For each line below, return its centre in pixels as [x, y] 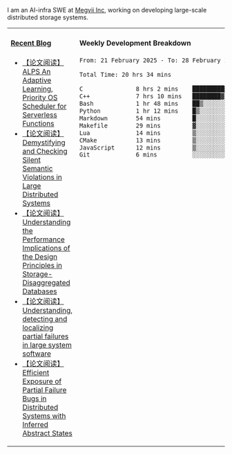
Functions [38, 123]
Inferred [35, 424]
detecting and [45, 319]
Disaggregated [46, 282]
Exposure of [42, 381]
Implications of [46, 248]
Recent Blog [31, 43]
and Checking [45, 151]
